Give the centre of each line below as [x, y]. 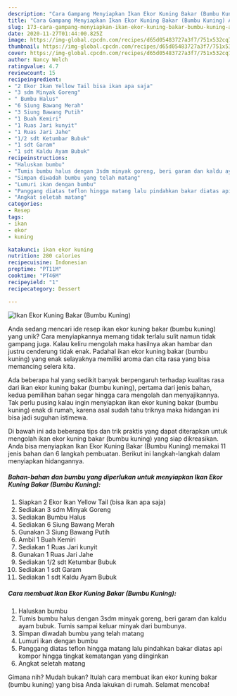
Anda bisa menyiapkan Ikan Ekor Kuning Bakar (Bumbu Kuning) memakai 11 [117, 446]
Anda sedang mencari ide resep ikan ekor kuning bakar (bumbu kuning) [112, 329]
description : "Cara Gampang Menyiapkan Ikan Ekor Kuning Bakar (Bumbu [114, 14]
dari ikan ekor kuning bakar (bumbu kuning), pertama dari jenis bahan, [110, 387]
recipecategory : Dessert [44, 289]
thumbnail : [24, 47]
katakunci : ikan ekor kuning [51, 250]
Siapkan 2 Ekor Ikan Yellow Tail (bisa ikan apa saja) [92, 502]
